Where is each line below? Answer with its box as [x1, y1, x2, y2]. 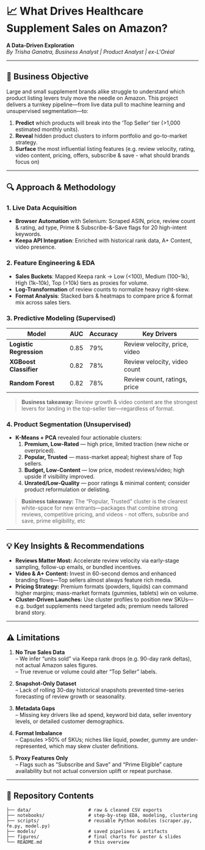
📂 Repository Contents [6, 791, 95, 801]
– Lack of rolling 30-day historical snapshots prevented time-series [15, 686, 184, 694]
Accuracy [89, 330, 118, 339]
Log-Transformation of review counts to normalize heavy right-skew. [15, 285, 190, 293]
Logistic [9, 340, 34, 348]
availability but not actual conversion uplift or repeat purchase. [15, 767, 173, 774]
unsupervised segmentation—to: [6, 107, 88, 114]
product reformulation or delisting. [24, 486, 111, 493]
